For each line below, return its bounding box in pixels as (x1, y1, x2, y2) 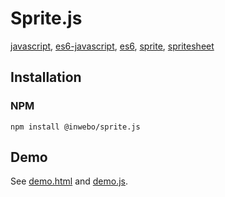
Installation (10, 69, 82, 86)
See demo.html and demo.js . (10, 175, 129, 187)
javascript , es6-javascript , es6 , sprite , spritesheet (10, 40, 215, 52)
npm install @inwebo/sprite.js (10, 122, 141, 132)
